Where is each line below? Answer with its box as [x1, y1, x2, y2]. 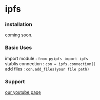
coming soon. [5, 32, 33, 38]
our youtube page [5, 89, 41, 95]
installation [5, 21, 33, 28]
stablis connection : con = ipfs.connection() [5, 60, 96, 67]
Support [5, 78, 25, 85]
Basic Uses [5, 44, 32, 51]
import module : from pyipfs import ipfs [5, 55, 89, 61]
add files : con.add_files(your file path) [5, 66, 89, 72]
